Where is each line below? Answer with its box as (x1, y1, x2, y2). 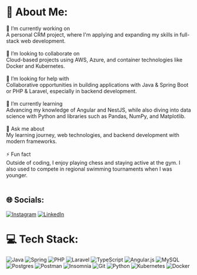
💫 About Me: (6, 5, 68, 19)
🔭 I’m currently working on (6, 25, 71, 32)
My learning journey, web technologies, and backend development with (6, 131, 179, 138)
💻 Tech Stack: (6, 233, 79, 245)
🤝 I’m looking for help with (6, 75, 69, 82)
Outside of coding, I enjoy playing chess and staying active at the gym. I (6, 159, 181, 166)
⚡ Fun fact (6, 150, 31, 158)
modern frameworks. (6, 137, 57, 145)
